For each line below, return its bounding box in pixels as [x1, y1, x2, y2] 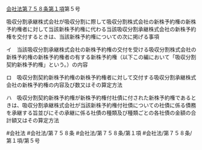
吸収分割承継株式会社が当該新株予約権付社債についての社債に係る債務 [22, 102, 197, 108]
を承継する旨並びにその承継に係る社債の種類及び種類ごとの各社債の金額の [6, 109, 191, 116]
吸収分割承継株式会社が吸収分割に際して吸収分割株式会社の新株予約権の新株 [6, 18, 197, 25]
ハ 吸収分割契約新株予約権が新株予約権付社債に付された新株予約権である [6, 94, 191, 101]
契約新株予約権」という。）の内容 [6, 61, 89, 68]
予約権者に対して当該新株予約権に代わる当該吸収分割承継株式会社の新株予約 [6, 26, 197, 33]
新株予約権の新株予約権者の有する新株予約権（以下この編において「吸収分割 [6, 54, 197, 60]
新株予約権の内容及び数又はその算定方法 [22, 81, 122, 89]
